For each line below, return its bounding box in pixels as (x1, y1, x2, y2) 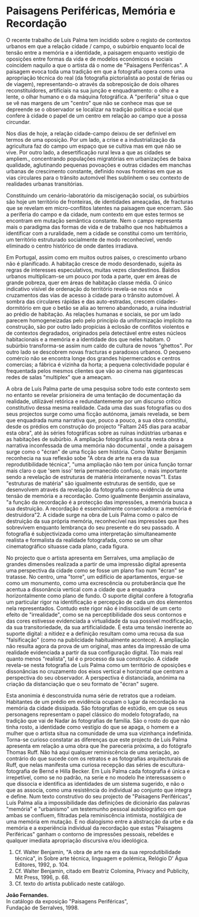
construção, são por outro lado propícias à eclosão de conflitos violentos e (6, 323, 189, 330)
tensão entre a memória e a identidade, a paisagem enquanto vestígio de (6, 49, 185, 56)
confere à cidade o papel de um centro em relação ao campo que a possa (6, 112, 187, 119)
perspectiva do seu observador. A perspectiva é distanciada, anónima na (6, 674, 185, 681)
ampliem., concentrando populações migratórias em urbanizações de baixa (6, 155, 191, 162)
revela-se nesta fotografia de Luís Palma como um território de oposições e (6, 661, 191, 668)
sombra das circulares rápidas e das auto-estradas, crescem (6, 298, 156, 305)
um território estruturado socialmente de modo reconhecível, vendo (6, 236, 172, 243)
